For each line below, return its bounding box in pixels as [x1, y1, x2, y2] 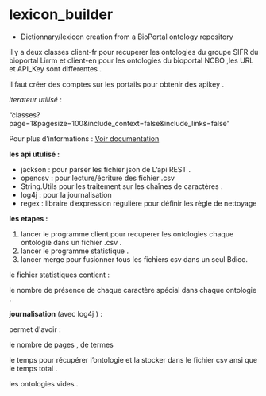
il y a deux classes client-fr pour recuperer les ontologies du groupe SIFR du [9, 47, 259, 56]
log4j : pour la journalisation [20, 190, 112, 199]
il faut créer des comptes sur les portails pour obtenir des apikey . [9, 79, 225, 89]
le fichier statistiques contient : [9, 270, 110, 279]
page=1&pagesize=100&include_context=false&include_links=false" [9, 118, 231, 128]
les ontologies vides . [9, 379, 79, 388]
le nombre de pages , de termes [9, 340, 114, 349]
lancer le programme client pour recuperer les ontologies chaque [20, 229, 234, 239]
